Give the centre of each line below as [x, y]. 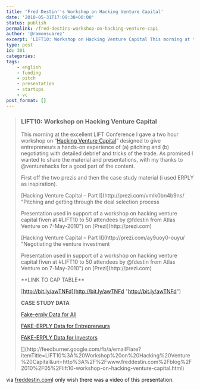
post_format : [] [26, 100]
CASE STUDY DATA [45, 302]
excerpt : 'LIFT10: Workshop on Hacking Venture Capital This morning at [98, 39]
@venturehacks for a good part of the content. [78, 166]
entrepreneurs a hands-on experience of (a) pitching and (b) [95, 147]
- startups [30, 89]
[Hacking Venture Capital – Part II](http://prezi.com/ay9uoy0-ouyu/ [103, 237]
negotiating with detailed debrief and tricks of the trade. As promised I [107, 153]
